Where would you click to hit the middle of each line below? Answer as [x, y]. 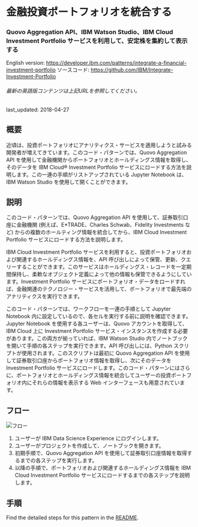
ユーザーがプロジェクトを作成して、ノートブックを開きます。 [89, 446]
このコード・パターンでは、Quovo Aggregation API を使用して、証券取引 [95, 217]
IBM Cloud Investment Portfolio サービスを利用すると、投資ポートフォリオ [96, 252]
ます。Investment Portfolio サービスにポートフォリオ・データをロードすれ [96, 281]
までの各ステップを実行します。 [59, 460]
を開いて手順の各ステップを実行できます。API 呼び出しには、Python [89, 346]
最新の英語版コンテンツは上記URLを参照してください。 [73, 91]
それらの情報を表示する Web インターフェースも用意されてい [106, 383]
